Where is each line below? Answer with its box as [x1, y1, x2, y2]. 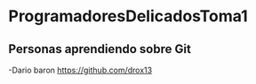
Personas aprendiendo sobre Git [8, 42, 192, 57]
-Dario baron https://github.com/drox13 [8, 65, 153, 75]
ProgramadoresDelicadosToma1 [8, 6, 248, 27]
